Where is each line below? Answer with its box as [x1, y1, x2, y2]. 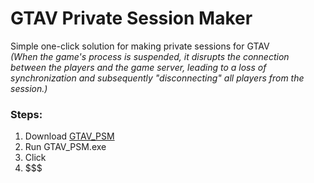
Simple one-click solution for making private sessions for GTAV [10, 40, 270, 52]
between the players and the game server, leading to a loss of [10, 61, 267, 73]
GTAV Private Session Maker [10, 7, 253, 30]
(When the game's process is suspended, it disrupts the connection [10, 50, 290, 62]
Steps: [10, 107, 43, 121]
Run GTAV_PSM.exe [24, 141, 107, 153]
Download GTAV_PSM [24, 130, 115, 142]
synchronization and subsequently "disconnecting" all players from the [10, 72, 305, 84]
